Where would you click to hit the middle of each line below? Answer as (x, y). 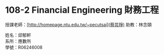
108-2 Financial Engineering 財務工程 (82, 10)
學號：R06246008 (24, 47)
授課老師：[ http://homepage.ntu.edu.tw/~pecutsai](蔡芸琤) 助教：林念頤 (78, 25)
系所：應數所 (18, 41)
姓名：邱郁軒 (18, 35)
